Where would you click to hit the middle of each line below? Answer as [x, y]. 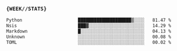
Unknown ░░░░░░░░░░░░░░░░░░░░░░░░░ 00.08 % [88, 37]
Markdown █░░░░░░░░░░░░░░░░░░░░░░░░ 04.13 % [88, 31]
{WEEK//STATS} [26, 9]
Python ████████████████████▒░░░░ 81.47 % [88, 20]
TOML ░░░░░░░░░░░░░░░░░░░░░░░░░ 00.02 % [88, 42]
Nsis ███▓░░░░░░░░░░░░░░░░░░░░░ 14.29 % [88, 26]
